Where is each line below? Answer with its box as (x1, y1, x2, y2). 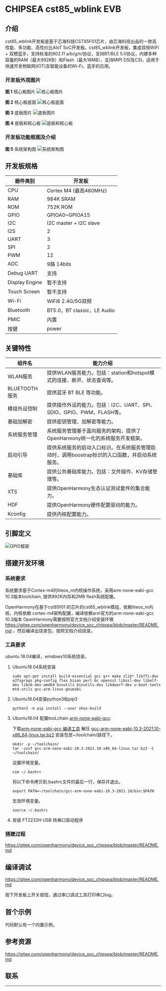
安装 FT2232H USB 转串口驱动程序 (12, 817, 83, 823)
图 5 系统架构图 (5, 146, 36, 152)
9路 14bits (46, 261, 72, 268)
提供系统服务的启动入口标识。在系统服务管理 (46, 444, 151, 451)
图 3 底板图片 (5, 110, 32, 116)
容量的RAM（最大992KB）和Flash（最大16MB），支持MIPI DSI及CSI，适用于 (5, 57, 160, 63)
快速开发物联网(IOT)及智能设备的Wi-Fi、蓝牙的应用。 (5, 63, 113, 69)
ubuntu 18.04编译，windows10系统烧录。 (5, 654, 89, 660)
